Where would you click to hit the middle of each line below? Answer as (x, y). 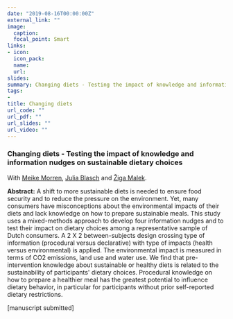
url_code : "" (26, 110)
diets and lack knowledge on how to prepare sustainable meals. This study (114, 213)
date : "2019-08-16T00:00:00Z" (51, 14)
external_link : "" (34, 20)
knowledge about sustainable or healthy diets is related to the (131, 265)
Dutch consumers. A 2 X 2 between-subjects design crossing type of (106, 235)
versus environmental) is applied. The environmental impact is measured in (114, 250)
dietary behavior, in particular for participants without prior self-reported (111, 287)
